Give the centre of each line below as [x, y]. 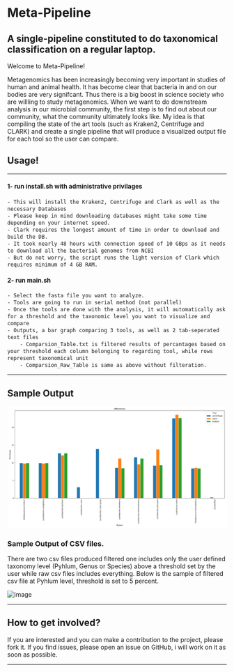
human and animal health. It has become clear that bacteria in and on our [112, 87]
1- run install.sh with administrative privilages [75, 187]
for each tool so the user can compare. [63, 139]
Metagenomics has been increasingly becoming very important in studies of [116, 79]
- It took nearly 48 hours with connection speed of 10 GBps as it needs [117, 244]
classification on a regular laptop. [81, 49]
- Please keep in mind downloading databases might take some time [107, 216]
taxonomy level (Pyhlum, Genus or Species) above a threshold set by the [111, 566]
